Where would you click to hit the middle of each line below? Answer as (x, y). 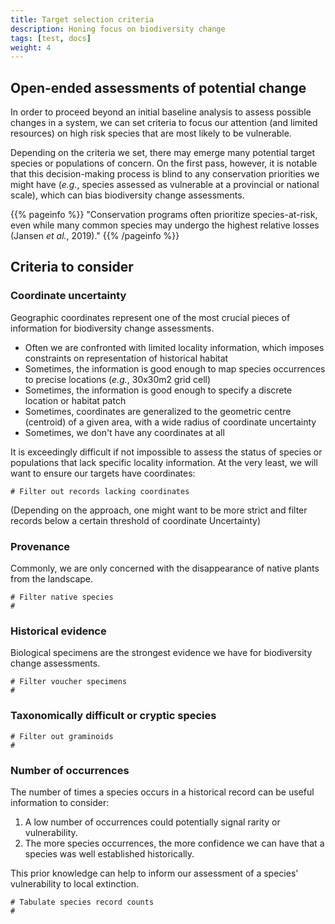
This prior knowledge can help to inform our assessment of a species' (154, 873)
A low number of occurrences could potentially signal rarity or (152, 822)
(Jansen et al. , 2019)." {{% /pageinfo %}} (95, 236)
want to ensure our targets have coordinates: (103, 473)
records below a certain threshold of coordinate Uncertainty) (136, 520)
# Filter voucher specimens (69, 682)
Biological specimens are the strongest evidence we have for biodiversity (161, 653)
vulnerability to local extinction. (75, 883)
